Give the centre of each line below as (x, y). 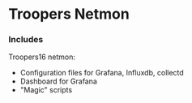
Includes (26, 40)
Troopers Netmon (69, 14)
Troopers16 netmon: (42, 57)
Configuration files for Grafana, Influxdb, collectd (102, 73)
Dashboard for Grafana (58, 81)
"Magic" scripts (46, 90)
